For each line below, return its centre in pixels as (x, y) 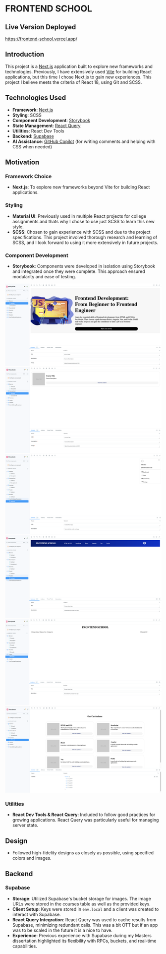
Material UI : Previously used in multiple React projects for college (79, 216)
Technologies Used (35, 98)
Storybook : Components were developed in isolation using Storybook (83, 266)
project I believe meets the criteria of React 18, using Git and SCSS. (74, 82)
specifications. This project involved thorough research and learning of (85, 237)
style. (18, 227)
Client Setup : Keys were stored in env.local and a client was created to (85, 909)
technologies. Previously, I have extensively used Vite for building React (79, 71)
